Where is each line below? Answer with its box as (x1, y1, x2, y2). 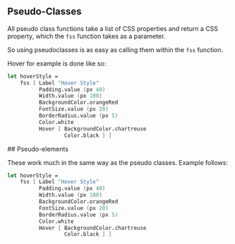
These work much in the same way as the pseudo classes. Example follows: (7, 158, 228, 166)
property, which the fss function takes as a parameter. (7, 32, 166, 40)
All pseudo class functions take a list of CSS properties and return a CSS (7, 24, 219, 32)
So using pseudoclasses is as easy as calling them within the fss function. (7, 45, 224, 54)
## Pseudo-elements (7, 145, 69, 153)
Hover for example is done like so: (7, 59, 107, 68)
